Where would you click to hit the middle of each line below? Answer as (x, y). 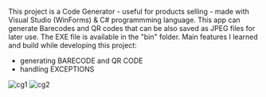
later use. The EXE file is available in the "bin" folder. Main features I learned (133, 37)
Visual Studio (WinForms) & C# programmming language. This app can (124, 20)
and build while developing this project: (72, 45)
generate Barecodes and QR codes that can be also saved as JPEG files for (132, 28)
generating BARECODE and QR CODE (81, 60)
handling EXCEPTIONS (57, 69)
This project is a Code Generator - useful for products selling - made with (129, 12)
